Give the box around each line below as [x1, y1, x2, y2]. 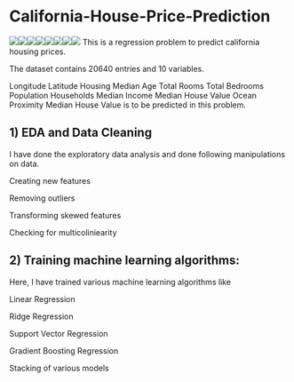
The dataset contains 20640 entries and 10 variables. [9, 63, 204, 74]
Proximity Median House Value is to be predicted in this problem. [9, 99, 247, 110]
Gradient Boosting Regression [9, 345, 119, 356]
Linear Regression [9, 293, 75, 304]
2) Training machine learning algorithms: [9, 253, 240, 268]
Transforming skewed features [9, 210, 122, 220]
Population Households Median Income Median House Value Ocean [9, 90, 258, 100]
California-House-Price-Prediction [9, 6, 271, 27]
